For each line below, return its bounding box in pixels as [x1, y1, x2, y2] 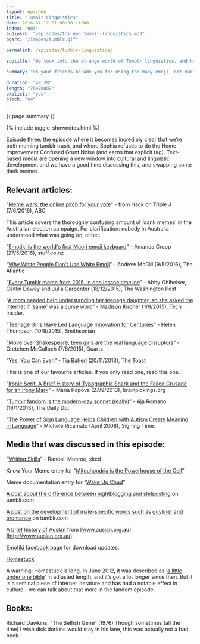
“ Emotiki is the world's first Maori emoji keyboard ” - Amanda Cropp [6, 243, 171, 250]
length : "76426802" [6, 85, 55, 91]
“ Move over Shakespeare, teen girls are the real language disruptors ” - [6, 339, 180, 346]
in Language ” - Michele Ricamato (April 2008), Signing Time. [6, 422, 156, 429]
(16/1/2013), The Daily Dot [6, 404, 70, 411]
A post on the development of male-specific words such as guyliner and [6, 508, 183, 515]
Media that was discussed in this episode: [6, 440, 165, 450]
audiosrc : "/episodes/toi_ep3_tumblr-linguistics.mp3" [6, 31, 145, 37]
